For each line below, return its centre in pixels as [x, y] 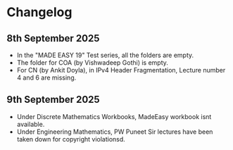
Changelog [39, 12]
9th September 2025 [53, 100]
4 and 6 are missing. [46, 77]
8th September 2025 [53, 38]
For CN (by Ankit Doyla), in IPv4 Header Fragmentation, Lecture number [121, 70]
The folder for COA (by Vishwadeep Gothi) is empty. [92, 63]
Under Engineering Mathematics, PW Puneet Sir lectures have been [115, 132]
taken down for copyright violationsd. [71, 139]
